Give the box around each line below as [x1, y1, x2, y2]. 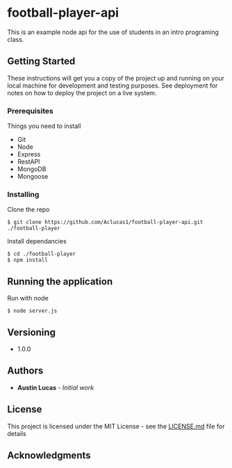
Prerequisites [7, 106, 53, 115]
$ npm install [7, 257, 49, 264]
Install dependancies [7, 237, 67, 245]
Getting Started [7, 56, 76, 67]
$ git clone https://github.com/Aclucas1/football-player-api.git [7, 219, 204, 226]
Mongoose [17, 172, 49, 181]
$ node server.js [7, 307, 58, 314]
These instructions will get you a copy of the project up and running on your [7, 74, 224, 82]
